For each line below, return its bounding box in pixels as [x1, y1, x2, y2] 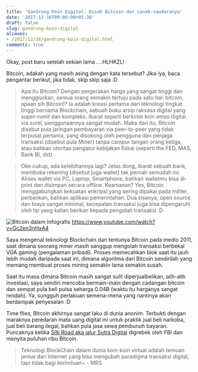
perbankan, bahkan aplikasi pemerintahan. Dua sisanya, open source [20, 194, 191, 201]
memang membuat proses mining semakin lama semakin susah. [6, 261, 163, 268]
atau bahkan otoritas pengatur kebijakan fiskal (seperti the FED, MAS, [20, 144, 192, 152]
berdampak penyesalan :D [6, 298, 71, 305]
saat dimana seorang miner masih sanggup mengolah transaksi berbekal [6, 242, 185, 249]
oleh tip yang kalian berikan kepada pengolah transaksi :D [20, 207, 163, 214]
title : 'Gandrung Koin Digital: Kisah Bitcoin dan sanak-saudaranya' [6, 8, 183, 15]
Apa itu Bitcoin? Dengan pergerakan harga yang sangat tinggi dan [20, 87, 183, 95]
